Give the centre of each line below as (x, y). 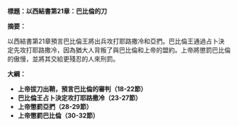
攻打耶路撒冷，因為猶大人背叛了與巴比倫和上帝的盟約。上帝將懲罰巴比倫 (125, 50)
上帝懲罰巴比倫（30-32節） (58, 115)
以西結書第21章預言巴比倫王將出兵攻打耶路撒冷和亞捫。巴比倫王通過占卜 (113, 41)
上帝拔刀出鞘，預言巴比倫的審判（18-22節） (82, 89)
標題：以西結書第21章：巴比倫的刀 (57, 11)
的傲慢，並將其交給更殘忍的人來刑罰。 (63, 59)
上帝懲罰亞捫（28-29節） (55, 107)
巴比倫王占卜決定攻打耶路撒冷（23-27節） (79, 98)
